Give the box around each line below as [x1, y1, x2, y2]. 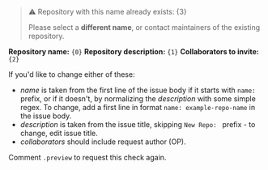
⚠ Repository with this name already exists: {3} [28, 7, 188, 16]
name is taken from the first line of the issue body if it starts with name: [19, 85, 257, 95]
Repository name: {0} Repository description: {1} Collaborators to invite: [8, 47, 259, 56]
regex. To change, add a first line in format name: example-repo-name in [19, 103, 256, 112]
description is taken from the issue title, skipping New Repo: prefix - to [19, 120, 256, 129]
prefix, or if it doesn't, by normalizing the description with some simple [19, 94, 257, 104]
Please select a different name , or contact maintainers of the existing [28, 23, 261, 32]
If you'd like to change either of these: [8, 70, 135, 79]
